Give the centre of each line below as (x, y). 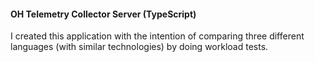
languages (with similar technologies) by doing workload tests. (139, 47)
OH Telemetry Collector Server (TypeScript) (103, 14)
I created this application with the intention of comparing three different (157, 36)
